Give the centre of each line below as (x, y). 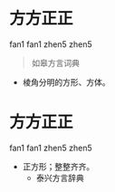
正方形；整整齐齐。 (58, 166)
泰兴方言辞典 (60, 178)
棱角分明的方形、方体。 (66, 82)
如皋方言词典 (55, 62)
